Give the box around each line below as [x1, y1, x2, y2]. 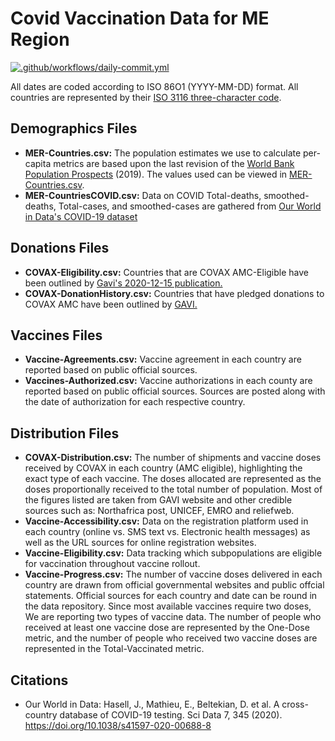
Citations [10, 672, 69, 689]
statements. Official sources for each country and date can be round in [24, 590, 318, 602]
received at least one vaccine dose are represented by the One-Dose [24, 622, 310, 634]
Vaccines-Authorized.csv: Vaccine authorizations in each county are [24, 375, 313, 387]
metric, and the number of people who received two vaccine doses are [24, 632, 318, 644]
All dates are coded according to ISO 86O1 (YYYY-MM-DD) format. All [10, 80, 299, 92]
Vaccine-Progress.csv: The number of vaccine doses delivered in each [24, 568, 323, 581]
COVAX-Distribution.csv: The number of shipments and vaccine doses [24, 452, 322, 464]
